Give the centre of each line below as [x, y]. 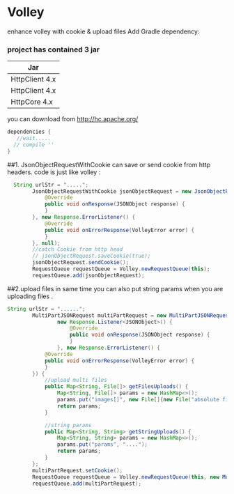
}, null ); [46, 243]
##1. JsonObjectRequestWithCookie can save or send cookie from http [109, 164]
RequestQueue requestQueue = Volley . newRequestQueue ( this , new [126, 477]
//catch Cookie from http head [78, 249]
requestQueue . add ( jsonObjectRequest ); [88, 275]
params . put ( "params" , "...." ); [102, 445]
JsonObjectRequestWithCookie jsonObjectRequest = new [112, 191]
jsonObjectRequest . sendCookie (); [81, 263]
